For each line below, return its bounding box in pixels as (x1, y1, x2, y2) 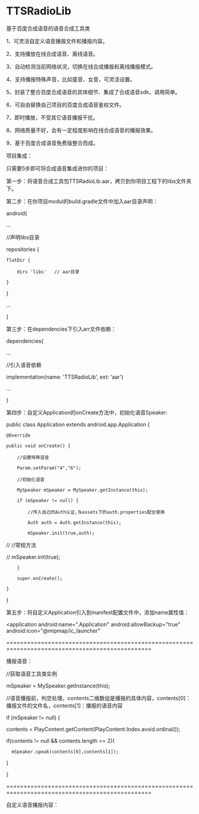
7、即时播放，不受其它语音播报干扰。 (6, 114, 99, 121)
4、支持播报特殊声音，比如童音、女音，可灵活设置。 (6, 75, 136, 83)
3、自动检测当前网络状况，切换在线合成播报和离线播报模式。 (6, 63, 157, 70)
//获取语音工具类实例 (6, 670, 58, 677)
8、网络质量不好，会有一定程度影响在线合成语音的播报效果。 (6, 126, 157, 134)
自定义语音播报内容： (6, 801, 59, 808)
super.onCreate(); (17, 575, 63, 582)
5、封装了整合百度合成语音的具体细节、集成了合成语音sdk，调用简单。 (6, 88, 180, 95)
